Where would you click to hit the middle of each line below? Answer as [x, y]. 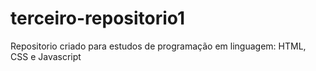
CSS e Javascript [46, 56]
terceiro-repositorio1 [98, 18]
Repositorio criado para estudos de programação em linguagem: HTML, [158, 46]
